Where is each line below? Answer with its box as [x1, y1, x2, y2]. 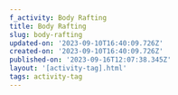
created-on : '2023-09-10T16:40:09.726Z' [9, 47, 164, 56]
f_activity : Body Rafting [9, 13, 107, 23]
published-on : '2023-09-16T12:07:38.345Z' [9, 55, 172, 64]
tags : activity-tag [9, 72, 83, 81]
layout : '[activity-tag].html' [9, 64, 127, 73]
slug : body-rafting [9, 30, 83, 39]
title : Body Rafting [9, 22, 88, 31]
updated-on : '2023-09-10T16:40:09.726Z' [9, 38, 164, 48]
